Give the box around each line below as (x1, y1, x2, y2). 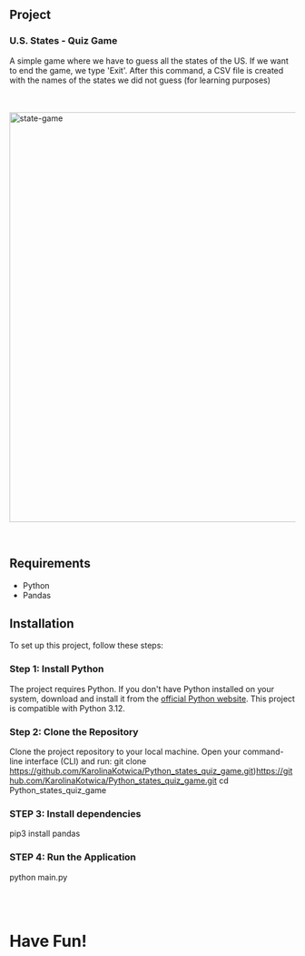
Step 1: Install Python (9, 663, 104, 676)
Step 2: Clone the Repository (9, 725, 139, 738)
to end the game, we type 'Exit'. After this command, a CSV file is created (9, 65, 284, 75)
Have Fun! (9, 931, 88, 951)
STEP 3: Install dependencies (9, 807, 142, 820)
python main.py (9, 871, 68, 882)
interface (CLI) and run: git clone (25, 755, 147, 767)
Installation (9, 616, 74, 631)
